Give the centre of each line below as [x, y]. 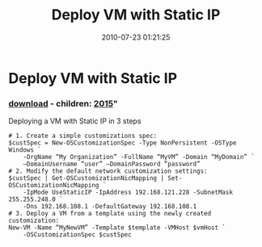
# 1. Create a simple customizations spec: [83, 136]
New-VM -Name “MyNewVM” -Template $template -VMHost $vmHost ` [117, 228]
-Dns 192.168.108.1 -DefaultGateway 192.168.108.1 [110, 207]
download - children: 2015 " [63, 103]
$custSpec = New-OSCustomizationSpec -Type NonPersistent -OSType [123, 143]
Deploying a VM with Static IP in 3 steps [75, 121]
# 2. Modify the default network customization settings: [108, 171]
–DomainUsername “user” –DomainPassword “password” [112, 164]
